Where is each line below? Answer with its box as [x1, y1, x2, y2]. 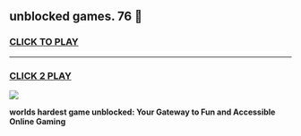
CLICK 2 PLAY [9, 69, 72, 81]
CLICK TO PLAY [9, 36, 79, 48]
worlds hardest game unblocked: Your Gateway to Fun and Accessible [9, 106, 276, 117]
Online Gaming [9, 115, 66, 126]
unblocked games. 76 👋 [9, 9, 143, 24]
